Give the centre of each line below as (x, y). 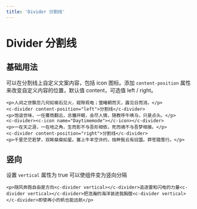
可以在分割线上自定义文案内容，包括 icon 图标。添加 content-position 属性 (98, 83)
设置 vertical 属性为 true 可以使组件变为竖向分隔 (67, 175)
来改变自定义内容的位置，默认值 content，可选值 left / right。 (81, 90)
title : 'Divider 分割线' (36, 12)
